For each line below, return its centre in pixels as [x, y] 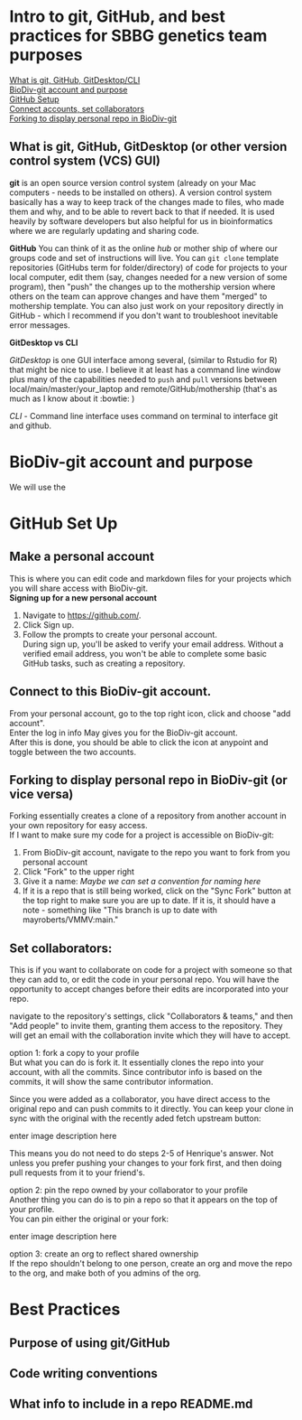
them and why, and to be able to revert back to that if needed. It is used [142, 211]
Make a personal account [82, 557]
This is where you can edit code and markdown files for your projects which [150, 578]
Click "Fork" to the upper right [78, 872]
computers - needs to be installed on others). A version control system [141, 192]
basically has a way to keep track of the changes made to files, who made [147, 201]
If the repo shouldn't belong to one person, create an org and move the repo [151, 1264]
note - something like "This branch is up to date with [120, 911]
